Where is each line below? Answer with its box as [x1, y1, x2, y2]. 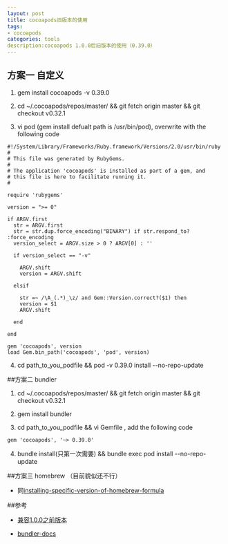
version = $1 [19, 300, 57, 308]
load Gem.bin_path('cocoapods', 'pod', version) [7, 348, 150, 356]
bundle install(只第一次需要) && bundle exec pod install [17, 449, 173, 458]
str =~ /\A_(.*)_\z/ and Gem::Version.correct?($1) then [19, 294, 187, 301]
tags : [7, 23, 23, 30]
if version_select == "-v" [13, 252, 91, 259]
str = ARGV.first [13, 222, 64, 229]
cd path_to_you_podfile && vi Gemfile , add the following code [17, 423, 193, 431]
